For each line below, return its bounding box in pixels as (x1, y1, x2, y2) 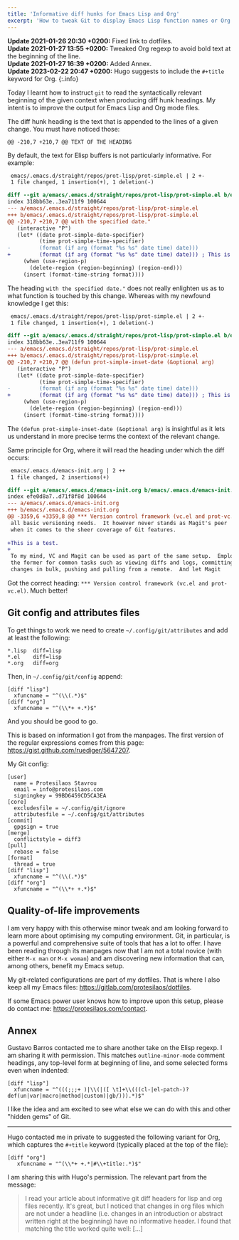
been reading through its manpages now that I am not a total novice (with (7, 946, 222, 955)
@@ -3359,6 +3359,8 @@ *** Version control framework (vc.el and (7, 513, 205, 520)
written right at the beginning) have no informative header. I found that (24, 1217, 231, 1226)
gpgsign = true (14, 823, 59, 830)
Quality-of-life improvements (7, 905, 140, 917)
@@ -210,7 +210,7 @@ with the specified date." (7, 218, 152, 225)
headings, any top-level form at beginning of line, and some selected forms (7, 1059, 228, 1067)
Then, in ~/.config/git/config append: (7, 672, 123, 680)
